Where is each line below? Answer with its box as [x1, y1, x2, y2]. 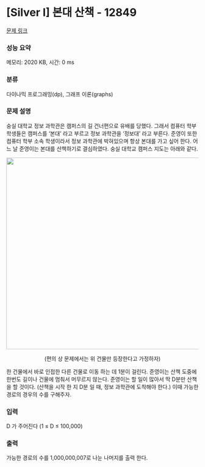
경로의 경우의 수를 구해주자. [6, 391, 72, 398]
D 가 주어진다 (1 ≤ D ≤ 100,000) [6, 422, 83, 430]
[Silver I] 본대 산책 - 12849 [6, 5, 137, 20]
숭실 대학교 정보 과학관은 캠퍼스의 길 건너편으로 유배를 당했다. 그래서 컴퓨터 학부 [6, 122, 197, 129]
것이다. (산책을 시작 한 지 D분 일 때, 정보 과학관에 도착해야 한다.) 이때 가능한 [19, 383, 199, 390]
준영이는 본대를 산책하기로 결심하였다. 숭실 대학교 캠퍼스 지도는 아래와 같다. [19, 144, 198, 152]
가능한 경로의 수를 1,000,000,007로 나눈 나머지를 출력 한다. [6, 454, 148, 462]
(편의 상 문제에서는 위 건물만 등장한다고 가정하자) [44, 355, 161, 362]
